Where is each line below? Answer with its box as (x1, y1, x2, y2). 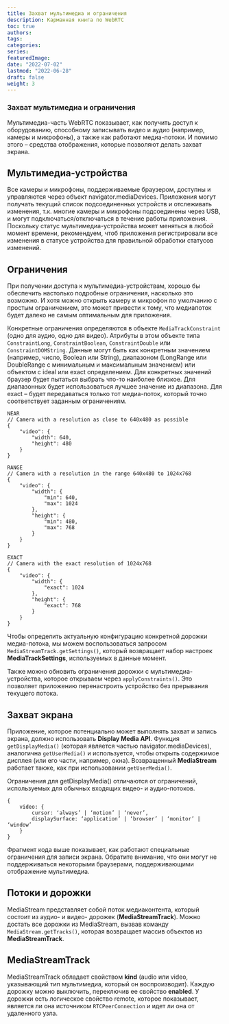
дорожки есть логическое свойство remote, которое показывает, (7, 995, 199, 1003)
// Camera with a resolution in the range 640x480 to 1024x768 (7, 470, 192, 477)
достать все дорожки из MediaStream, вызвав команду (7, 920, 169, 928)
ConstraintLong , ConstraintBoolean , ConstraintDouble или (7, 339, 171, 347)
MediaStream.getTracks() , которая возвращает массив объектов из (7, 927, 203, 936)
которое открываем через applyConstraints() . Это (44, 674, 193, 683)
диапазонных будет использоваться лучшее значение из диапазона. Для (7, 382, 223, 391)
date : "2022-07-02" (7, 61, 63, 68)
